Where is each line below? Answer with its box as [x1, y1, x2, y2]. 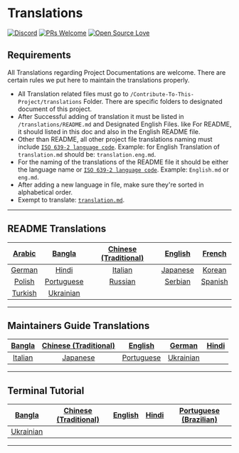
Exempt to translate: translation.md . [17, 195, 125, 204]
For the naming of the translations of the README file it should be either [17, 157, 229, 166]
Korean [202, 265, 227, 275]
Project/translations [17, 98, 82, 105]
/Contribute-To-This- [130, 90, 194, 98]
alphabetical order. [17, 187, 73, 197]
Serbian [164, 276, 191, 286]
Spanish [201, 276, 228, 286]
